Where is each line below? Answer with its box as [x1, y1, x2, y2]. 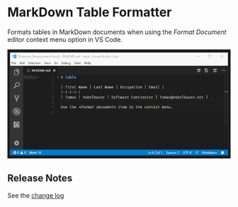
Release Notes [7, 172, 73, 184]
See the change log [7, 191, 64, 199]
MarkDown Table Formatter [7, 4, 172, 21]
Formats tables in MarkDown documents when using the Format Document [7, 28, 227, 36]
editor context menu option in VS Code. [7, 35, 123, 43]
